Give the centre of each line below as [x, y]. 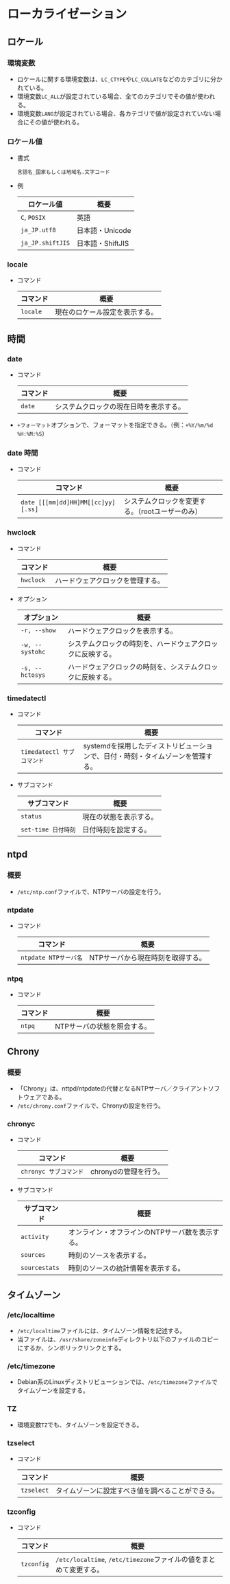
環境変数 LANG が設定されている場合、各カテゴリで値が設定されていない [116, 113]
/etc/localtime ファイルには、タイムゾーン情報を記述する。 [101, 1331]
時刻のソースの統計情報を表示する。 [126, 1269]
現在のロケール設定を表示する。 [106, 312]
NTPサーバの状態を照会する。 [103, 1027]
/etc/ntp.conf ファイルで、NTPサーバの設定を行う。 [91, 891]
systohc [33, 651]
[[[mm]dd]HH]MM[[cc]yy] [77, 503]
